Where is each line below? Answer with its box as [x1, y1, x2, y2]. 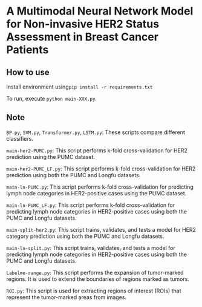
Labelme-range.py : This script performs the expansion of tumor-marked [6, 269, 184, 276]
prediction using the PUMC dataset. [6, 153, 96, 160]
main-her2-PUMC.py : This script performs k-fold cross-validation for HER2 [6, 147, 187, 154]
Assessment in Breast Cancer [6, 30, 159, 44]
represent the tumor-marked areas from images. [6, 293, 127, 301]
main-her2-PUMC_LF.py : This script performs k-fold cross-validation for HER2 [6, 165, 196, 172]
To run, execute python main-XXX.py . [6, 95, 97, 102]
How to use [6, 67, 50, 77]
